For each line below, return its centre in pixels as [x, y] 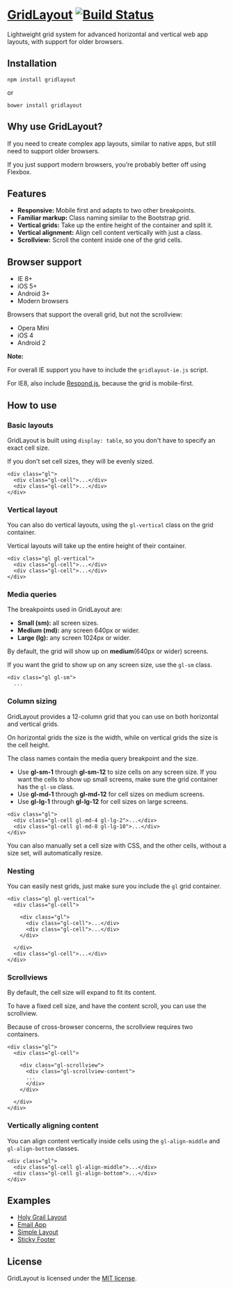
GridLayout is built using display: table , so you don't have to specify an [111, 440]
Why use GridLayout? [55, 127]
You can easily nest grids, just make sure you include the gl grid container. [114, 886]
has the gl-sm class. [46, 786]
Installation [32, 64]
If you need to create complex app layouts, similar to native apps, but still [112, 144]
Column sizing [32, 701]
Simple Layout [38, 1232]
